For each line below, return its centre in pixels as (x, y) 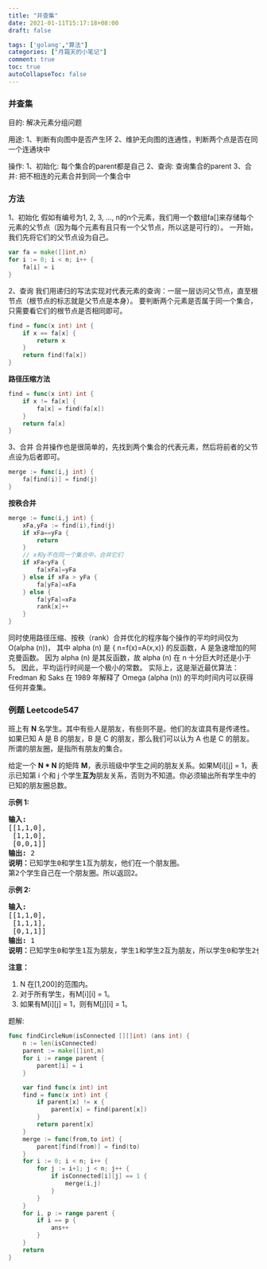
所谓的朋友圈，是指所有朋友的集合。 (68, 749)
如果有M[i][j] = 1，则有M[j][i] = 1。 (75, 1004)
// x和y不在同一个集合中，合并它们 (73, 555)
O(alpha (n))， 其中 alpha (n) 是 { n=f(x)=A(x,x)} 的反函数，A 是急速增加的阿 (132, 648)
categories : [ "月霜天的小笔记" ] (58, 52)
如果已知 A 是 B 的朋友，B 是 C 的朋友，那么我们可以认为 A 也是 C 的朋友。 (131, 739)
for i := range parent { (64, 1058)
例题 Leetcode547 (44, 710)
